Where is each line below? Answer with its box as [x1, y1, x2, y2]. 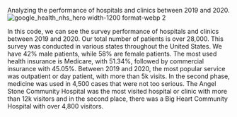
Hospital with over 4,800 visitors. [7, 102, 104, 110]
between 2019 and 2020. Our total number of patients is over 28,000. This [7, 35, 224, 43]
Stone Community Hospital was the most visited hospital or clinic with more [7, 87, 228, 95]
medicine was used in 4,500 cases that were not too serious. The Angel [7, 80, 216, 87]
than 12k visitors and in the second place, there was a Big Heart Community [7, 94, 229, 103]
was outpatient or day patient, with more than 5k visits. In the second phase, [7, 72, 230, 80]
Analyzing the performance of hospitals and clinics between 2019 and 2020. [7, 6, 230, 14]
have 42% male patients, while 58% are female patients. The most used [7, 49, 217, 58]
